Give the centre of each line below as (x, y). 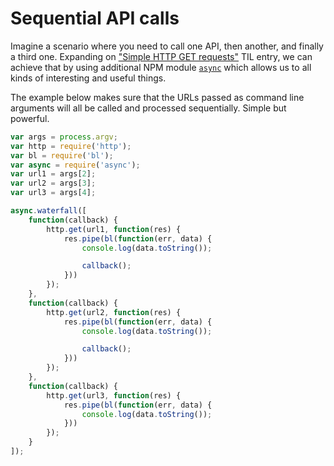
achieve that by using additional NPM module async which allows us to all (161, 67)
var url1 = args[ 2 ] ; (53, 174)
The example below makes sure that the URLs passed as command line (157, 97)
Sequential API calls (95, 18)
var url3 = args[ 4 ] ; (53, 193)
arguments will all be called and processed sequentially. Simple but (148, 108)
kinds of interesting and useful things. (88, 78)
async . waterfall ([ (48, 211)
